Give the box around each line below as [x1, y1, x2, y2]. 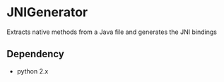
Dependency [6, 48, 64, 60]
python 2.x [16, 66, 49, 75]
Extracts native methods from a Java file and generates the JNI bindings [6, 28, 217, 36]
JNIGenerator [6, 4, 88, 20]
